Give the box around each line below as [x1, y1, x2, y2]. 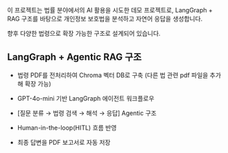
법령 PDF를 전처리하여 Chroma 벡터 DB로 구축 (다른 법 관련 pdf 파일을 [17, 71, 209, 79]
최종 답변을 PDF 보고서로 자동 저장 [17, 138, 111, 146]
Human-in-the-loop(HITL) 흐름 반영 [17, 123, 117, 132]
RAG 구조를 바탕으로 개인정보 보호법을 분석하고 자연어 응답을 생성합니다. [7, 14, 203, 23]
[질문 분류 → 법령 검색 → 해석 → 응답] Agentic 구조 [17, 109, 157, 117]
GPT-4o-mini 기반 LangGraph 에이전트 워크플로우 [17, 94, 155, 102]
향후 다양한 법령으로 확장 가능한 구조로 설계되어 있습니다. [7, 30, 161, 37]
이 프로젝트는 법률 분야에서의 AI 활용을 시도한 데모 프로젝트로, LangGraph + [7, 6, 213, 14]
